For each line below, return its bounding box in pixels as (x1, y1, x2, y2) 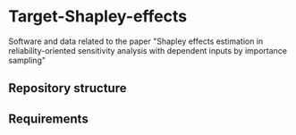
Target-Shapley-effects (8, 6, 188, 27)
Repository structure (8, 80, 127, 96)
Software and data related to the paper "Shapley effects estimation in (8, 36, 264, 46)
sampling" (8, 55, 47, 65)
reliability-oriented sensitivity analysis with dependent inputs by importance (8, 45, 288, 55)
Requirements (8, 111, 89, 126)
